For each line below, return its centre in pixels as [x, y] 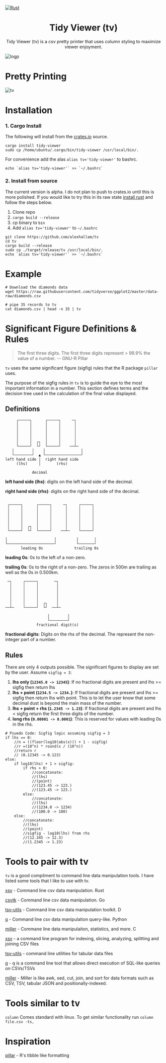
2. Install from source [32, 181]
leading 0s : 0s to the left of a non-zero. [45, 558]
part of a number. [39, 640]
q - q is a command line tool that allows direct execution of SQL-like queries [83, 963]
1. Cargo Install [23, 126]
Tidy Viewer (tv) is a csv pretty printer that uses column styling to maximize [83, 41]
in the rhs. [23, 724]
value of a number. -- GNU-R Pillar [53, 358]
